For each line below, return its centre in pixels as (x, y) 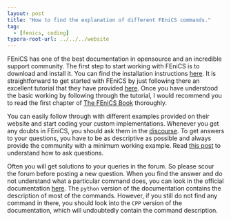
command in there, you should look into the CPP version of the (95, 203)
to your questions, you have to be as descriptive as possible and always (109, 138)
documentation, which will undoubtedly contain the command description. (113, 211)
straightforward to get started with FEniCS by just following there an (103, 81)
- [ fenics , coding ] (41, 33)
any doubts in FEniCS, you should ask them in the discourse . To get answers (116, 131)
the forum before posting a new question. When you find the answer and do (115, 174)
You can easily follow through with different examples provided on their (109, 116)
